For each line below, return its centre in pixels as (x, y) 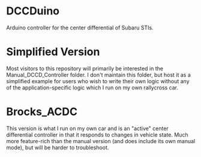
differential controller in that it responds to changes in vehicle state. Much (97, 135)
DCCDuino (33, 11)
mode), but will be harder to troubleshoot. (58, 147)
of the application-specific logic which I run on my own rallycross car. (92, 87)
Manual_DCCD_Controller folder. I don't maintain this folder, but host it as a (98, 75)
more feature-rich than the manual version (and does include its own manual (101, 141)
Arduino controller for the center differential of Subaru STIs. (80, 28)
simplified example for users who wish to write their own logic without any (98, 81)
